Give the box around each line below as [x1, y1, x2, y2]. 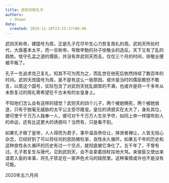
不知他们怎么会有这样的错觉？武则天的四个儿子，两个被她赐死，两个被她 [5, 100, 155, 106]
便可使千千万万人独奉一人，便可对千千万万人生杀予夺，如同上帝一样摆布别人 [5, 113, 164, 119]
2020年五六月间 [5, 172, 39, 178]
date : [5, 21, 17, 27]
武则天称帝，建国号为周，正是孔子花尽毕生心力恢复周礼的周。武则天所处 [5, 41, 155, 47]
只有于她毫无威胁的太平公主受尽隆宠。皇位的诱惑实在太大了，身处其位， [14, 107, 164, 113]
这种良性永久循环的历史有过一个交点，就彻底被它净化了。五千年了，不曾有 [5, 143, 159, 149]
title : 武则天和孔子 [5, 7, 44, 13]
